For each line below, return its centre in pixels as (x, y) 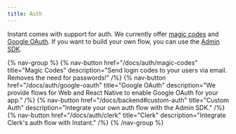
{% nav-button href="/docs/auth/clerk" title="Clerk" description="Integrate (117, 115)
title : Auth (25, 14)
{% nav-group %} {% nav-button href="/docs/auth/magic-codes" (103, 62)
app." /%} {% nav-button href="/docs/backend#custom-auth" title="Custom (118, 100)
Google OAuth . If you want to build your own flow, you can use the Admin (114, 41)
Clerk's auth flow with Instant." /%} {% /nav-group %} (86, 122)
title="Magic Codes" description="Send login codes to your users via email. (117, 70)
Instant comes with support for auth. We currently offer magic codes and (113, 34)
